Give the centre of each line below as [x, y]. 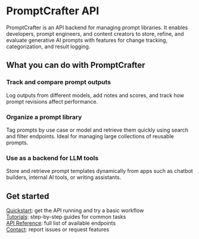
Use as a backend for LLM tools [52, 158]
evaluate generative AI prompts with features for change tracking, [87, 40]
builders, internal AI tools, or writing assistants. [64, 178]
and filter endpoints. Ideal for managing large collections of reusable [90, 136]
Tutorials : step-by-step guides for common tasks [66, 217]
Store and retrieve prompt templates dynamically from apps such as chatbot [100, 171]
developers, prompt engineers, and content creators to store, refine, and [95, 33]
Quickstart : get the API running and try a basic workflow [75, 210]
